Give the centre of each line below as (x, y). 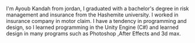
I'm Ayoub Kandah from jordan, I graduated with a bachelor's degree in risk (97, 9)
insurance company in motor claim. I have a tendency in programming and (97, 21)
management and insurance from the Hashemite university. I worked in (92, 15)
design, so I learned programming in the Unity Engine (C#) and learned (92, 27)
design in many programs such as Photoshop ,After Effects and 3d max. (94, 34)
